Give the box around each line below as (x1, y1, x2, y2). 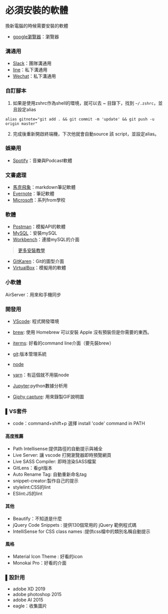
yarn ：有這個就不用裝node (12, 372, 69, 378)
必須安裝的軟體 (5, 5, 69, 16)
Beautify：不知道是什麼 (12, 515, 62, 522)
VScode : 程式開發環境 (12, 318, 59, 324)
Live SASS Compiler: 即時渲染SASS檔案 (12, 458, 96, 465)
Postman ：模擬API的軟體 (12, 224, 66, 230)
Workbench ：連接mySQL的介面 (12, 237, 80, 243)
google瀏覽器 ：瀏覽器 (12, 33, 59, 40)
